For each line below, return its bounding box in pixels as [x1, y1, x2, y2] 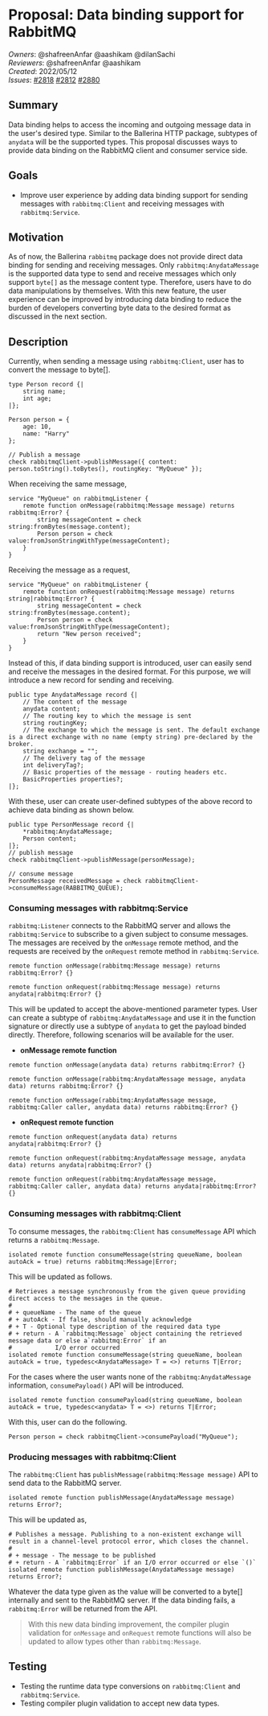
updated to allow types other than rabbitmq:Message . [27, 1636, 202, 1647]
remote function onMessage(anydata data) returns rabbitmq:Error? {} [8, 1061, 246, 1070]
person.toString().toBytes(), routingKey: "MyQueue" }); [8, 465, 203, 473]
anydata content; [22, 705, 81, 713]
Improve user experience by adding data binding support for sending [19, 190, 249, 200]
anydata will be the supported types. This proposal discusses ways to [8, 137, 238, 146]
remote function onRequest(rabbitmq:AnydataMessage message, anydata [8, 1154, 246, 1162]
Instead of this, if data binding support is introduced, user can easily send [8, 658, 253, 668]
